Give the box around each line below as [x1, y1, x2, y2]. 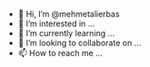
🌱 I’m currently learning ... [17, 28, 115, 38]
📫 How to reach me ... [17, 48, 103, 58]
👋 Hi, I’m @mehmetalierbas [17, 9, 120, 19]
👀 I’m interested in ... [17, 18, 95, 29]
